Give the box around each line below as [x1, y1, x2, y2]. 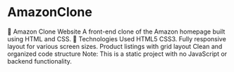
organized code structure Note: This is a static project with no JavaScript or [7, 50, 228, 58]
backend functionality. [7, 57, 73, 65]
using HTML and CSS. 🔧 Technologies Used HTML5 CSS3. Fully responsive [7, 34, 227, 43]
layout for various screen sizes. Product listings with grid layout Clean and [7, 42, 223, 50]
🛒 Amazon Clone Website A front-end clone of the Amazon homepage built [7, 27, 226, 36]
